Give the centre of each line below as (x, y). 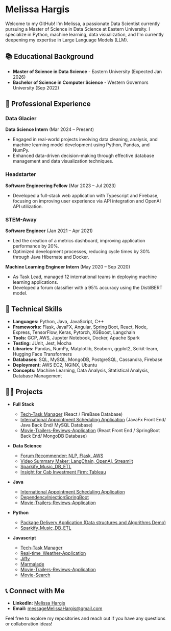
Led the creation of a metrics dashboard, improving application (79, 241)
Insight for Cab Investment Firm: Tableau (63, 472)
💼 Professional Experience (48, 104)
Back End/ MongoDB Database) (54, 436)
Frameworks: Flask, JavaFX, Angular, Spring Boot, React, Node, (80, 327)
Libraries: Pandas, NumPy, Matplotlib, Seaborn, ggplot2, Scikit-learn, (86, 348)
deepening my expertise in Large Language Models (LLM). (67, 40)
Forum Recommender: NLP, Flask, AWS (62, 456)
